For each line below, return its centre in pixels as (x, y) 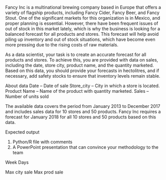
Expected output (22, 132)
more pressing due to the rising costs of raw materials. (62, 45)
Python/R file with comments (43, 142)
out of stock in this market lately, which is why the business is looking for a (83, 29)
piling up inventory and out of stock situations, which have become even (80, 39)
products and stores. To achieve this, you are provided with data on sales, (82, 60)
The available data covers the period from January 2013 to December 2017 (83, 106)
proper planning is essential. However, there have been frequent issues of (82, 23)
